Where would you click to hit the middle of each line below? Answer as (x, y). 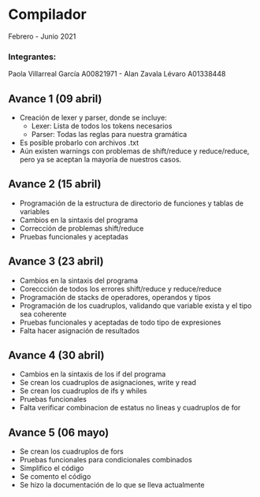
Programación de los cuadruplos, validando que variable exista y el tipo (136, 306)
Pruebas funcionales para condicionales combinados (106, 460)
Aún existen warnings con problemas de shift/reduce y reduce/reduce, (134, 151)
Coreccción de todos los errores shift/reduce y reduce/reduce (121, 288)
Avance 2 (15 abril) (55, 184)
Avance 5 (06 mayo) (59, 432)
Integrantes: (32, 57)
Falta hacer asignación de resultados (80, 330)
